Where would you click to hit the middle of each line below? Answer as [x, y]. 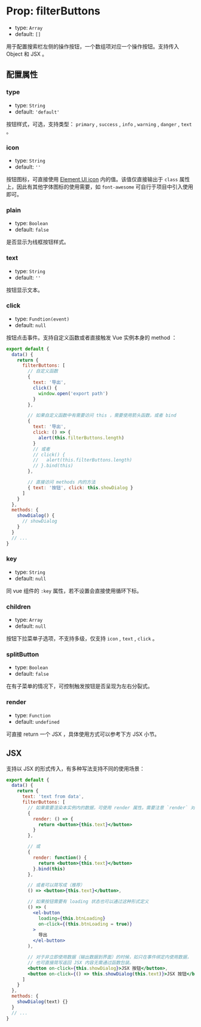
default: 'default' [37, 112]
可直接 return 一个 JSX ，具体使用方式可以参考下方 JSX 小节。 [83, 734]
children [19, 606]
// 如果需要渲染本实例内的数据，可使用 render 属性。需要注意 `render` [108, 808]
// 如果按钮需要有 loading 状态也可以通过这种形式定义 [88, 902]
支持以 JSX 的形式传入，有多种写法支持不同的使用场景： [76, 768]
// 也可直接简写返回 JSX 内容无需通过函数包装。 [81, 962]
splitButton [23, 654]
